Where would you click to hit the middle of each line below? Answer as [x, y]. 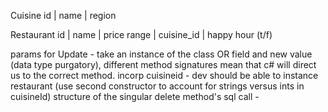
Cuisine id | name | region [63, 15]
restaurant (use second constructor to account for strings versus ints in [157, 86]
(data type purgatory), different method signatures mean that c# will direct [163, 64]
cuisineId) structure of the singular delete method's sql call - [135, 96]
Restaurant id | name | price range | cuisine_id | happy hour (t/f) [141, 34]
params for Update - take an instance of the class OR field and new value [161, 54]
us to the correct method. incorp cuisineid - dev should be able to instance [164, 75]
